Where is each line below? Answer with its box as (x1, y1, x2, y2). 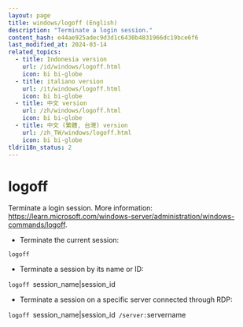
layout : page (8, 11, 51, 20)
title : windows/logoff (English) (8, 19, 118, 27)
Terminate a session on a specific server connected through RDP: (19, 295, 233, 304)
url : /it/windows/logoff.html (22, 84, 122, 93)
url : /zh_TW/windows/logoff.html (22, 128, 132, 136)
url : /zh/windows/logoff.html (22, 107, 122, 115)
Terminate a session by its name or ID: (19, 265, 144, 274)
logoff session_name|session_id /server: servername (8, 310, 186, 320)
